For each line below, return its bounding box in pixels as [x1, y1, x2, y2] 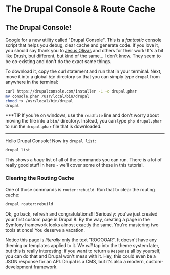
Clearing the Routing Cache [5, 175, 75, 182]
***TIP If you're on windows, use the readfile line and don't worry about [5, 112, 159, 118]
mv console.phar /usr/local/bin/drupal [5, 94, 90, 99]
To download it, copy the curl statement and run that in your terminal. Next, [5, 68, 162, 74]
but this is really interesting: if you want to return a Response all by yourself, [5, 248, 161, 254]
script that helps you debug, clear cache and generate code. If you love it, [5, 42, 159, 48]
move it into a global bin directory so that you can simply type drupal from [5, 74, 160, 79]
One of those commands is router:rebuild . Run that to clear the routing [5, 186, 155, 192]
